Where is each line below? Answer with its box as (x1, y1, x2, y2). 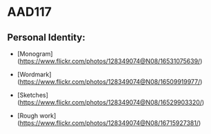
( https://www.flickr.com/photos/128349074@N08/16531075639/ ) (17, 57, 203, 65)
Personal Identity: (7, 32, 86, 43)
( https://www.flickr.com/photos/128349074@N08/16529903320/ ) (17, 98, 205, 107)
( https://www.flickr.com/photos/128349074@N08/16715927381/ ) (17, 119, 201, 127)
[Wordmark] (17, 70, 52, 78)
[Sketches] (17, 91, 48, 99)
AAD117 (7, 4, 52, 20)
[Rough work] (17, 111, 57, 120)
